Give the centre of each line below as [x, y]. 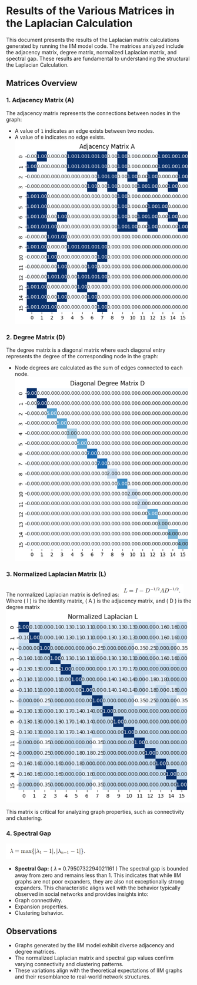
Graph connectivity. [39, 900]
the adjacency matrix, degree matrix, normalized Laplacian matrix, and [91, 52]
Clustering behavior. [39, 912]
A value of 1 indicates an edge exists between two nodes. [84, 130]
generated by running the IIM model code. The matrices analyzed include [95, 46]
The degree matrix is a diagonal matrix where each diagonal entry [86, 350]
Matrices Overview [42, 84]
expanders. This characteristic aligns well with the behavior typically [97, 888]
